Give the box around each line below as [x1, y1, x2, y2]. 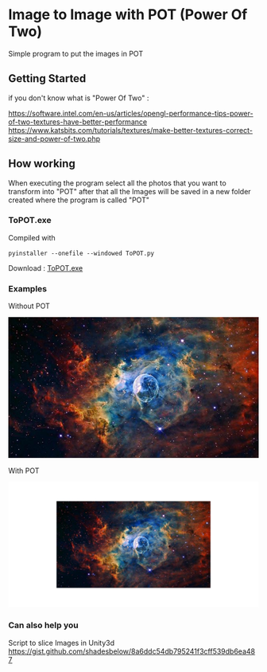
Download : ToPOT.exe [8, 263, 83, 272]
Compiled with [8, 232, 56, 242]
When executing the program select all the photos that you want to [8, 178, 226, 188]
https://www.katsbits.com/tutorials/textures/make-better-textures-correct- [8, 125, 253, 135]
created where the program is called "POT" [8, 195, 149, 205]
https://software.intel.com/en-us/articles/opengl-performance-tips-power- [8, 108, 253, 118]
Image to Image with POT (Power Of [8, 6, 248, 24]
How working [8, 157, 75, 170]
